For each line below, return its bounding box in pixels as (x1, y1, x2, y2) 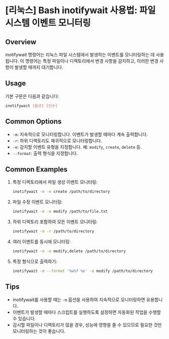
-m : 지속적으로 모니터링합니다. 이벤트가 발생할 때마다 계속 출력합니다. (12, 131, 148, 137)
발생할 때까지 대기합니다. (14, 64, 64, 70)
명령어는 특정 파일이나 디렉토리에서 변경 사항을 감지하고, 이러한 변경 (25, 58, 159, 64)
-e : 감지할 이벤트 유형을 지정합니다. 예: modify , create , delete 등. (12, 144, 142, 150)
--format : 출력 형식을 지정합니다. (12, 150, 78, 156)
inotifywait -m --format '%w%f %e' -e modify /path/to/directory (12, 268, 153, 273)
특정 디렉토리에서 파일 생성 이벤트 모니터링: (12, 179, 98, 185)
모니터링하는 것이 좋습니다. (12, 328, 66, 334)
